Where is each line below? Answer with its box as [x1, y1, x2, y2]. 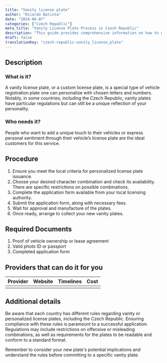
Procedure [5, 155, 39, 163]
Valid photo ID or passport [12, 243, 66, 250]
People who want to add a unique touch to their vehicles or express [5, 129, 143, 135]
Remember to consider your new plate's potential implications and [5, 347, 141, 353]
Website [33, 278, 54, 285]
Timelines [58, 278, 82, 285]
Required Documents [5, 225, 72, 233]
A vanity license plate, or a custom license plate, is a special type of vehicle [5, 84, 160, 90]
